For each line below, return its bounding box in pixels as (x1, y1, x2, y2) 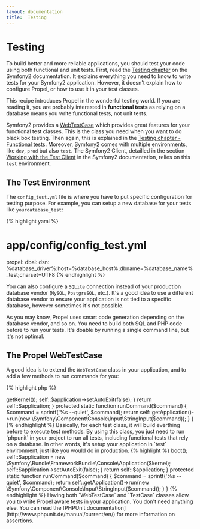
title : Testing (6, 14, 47, 20)
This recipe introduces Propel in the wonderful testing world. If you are (6, 97, 181, 104)
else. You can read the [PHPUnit (6, 504, 86, 511)
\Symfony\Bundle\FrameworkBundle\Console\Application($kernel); (6, 460, 171, 467)
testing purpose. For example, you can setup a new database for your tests (6, 199, 192, 207)
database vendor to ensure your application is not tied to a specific (6, 295, 172, 303)
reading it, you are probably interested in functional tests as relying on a (6, 103, 186, 111)
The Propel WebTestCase (6, 350, 103, 360)
